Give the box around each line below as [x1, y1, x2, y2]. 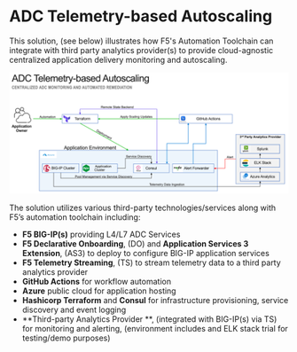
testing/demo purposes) [21, 332, 111, 343]
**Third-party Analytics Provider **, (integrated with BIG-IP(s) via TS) [21, 314, 277, 325]
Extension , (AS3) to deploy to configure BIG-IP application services [21, 248, 270, 259]
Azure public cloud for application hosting [21, 286, 176, 296]
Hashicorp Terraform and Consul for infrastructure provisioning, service [21, 295, 289, 306]
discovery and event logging [21, 304, 127, 316]
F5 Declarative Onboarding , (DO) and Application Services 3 [21, 239, 249, 249]
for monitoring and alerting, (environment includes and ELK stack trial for [21, 324, 288, 334]
